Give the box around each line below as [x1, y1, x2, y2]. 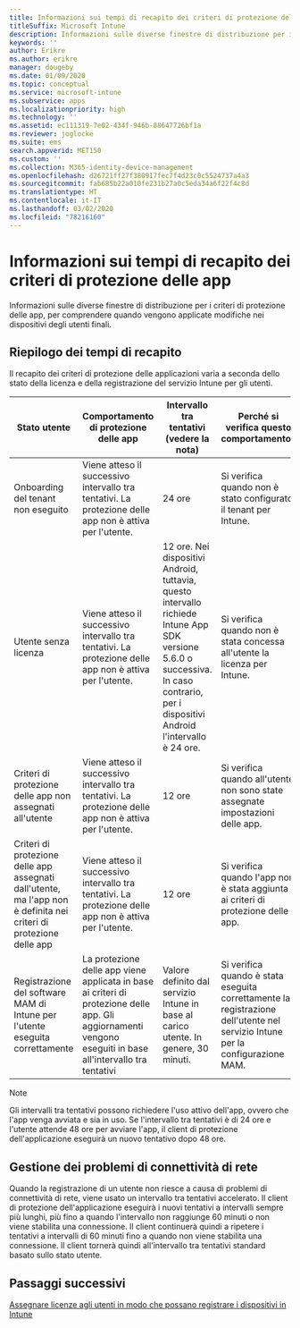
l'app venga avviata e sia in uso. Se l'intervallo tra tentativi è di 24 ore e [9, 1114, 271, 1125]
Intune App [162, 619, 209, 631]
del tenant [13, 493, 56, 505]
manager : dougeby [9, 63, 74, 72]
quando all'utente [221, 773, 295, 785]
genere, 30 [162, 1043, 209, 1055]
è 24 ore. [162, 741, 201, 754]
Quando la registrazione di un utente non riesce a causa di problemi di [9, 1183, 268, 1194]
